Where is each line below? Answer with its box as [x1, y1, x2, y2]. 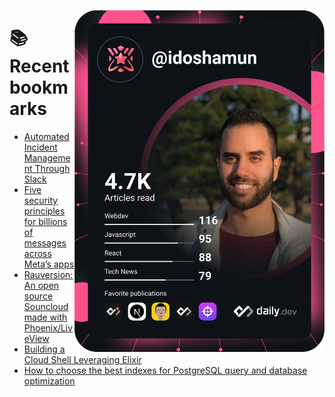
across [23, 247, 52, 259]
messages [23, 236, 67, 249]
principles [23, 205, 66, 217]
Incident [23, 141, 58, 153]
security [23, 194, 59, 206]
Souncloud [23, 300, 69, 312]
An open [23, 279, 60, 291]
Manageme [23, 151, 71, 164]
